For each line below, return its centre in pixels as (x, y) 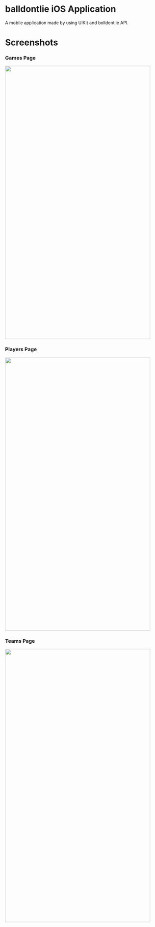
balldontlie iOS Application (61, 9)
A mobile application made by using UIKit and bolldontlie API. (67, 23)
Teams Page (20, 641)
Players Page (21, 349)
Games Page (20, 58)
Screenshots (32, 43)
